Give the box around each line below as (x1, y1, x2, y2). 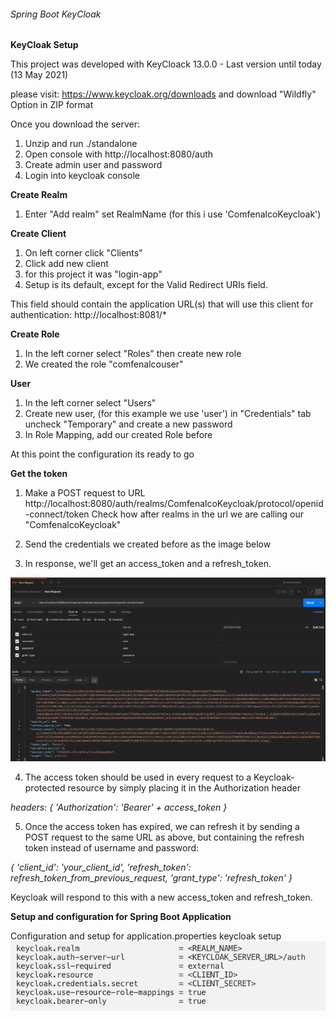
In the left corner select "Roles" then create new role (24, 348, 242, 360)
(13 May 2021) (10, 69, 69, 81)
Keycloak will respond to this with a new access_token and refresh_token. (10, 891, 313, 904)
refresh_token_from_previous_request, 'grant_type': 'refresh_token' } (10, 872, 293, 884)
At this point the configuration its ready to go (10, 448, 195, 460)
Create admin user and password (24, 159, 163, 171)
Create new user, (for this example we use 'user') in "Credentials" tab (24, 408, 312, 420)
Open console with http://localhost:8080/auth (24, 148, 214, 160)
